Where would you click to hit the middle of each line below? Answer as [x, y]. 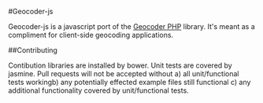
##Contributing [33, 50]
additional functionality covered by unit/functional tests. [98, 90]
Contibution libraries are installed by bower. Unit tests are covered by [120, 65]
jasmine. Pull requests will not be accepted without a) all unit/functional [124, 74]
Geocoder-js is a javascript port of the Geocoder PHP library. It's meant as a [132, 26]
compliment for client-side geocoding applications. [91, 35]
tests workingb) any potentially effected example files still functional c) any [130, 82]
